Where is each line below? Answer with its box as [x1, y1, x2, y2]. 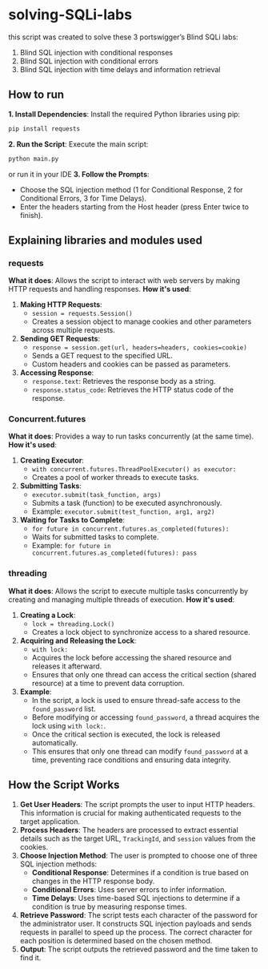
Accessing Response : [19, 368, 94, 378]
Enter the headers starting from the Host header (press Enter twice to [19, 202, 250, 212]
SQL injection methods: [19, 859, 98, 869]
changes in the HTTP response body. [31, 876, 155, 886]
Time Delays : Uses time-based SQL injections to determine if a [31, 893, 241, 902]
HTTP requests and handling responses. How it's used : [8, 285, 192, 294]
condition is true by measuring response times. [31, 902, 187, 911]
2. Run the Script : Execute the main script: [8, 139, 149, 149]
